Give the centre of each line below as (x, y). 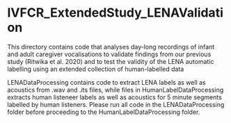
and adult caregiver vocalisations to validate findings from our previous (109, 54)
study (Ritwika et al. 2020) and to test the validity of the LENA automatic (111, 61)
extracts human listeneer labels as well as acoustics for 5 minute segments (115, 97)
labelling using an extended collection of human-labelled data (96, 69)
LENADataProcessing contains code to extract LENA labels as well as (107, 82)
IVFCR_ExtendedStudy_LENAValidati (115, 13)
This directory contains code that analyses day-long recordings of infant (111, 47)
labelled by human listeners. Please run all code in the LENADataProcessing (116, 104)
